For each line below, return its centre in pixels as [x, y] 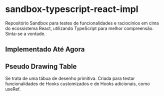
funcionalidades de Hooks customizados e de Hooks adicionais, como [77, 84]
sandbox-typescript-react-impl [72, 9]
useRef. [13, 89]
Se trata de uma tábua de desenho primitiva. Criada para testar [70, 78]
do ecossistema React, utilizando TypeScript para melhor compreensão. [79, 28]
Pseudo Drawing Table [41, 66]
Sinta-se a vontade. [25, 33]
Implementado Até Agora [45, 49]
